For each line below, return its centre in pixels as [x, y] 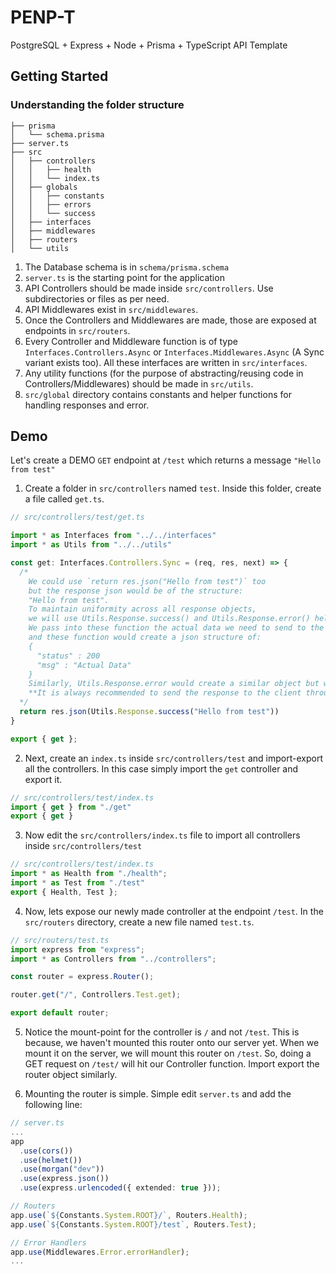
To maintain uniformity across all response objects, [142, 609]
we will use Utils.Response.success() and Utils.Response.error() [169, 619]
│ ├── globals [44, 187]
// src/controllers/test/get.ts [77, 517]
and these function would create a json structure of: [145, 637]
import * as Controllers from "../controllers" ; [113, 959]
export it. [43, 779]
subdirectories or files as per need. [97, 298]
